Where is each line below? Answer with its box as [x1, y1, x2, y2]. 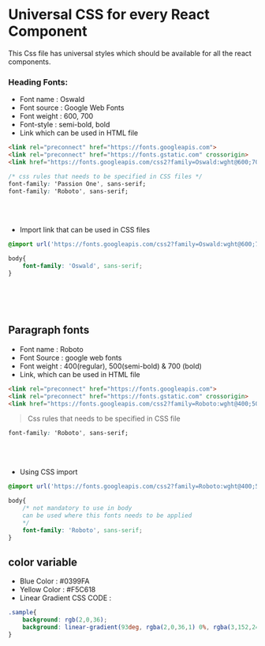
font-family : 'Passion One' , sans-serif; [8, 179, 147, 187]
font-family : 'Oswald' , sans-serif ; [22, 263, 144, 270]
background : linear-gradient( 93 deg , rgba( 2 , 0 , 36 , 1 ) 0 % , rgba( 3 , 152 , [22, 623, 252, 631]
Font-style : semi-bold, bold [19, 120, 110, 130]
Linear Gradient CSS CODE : [19, 593, 112, 603]
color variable [8, 555, 77, 569]
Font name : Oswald [19, 95, 85, 104]
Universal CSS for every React [8, 6, 211, 24]
